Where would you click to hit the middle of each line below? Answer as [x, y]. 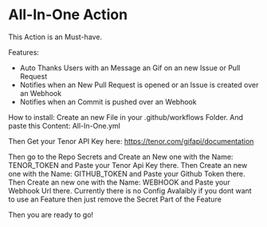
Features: [24, 52]
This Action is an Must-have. [55, 37]
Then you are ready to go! [51, 214]
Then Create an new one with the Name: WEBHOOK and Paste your [119, 182]
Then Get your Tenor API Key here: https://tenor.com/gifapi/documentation [131, 141]
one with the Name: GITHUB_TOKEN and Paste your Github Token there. [127, 173]
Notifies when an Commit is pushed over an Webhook [108, 102]
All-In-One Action [68, 15]
